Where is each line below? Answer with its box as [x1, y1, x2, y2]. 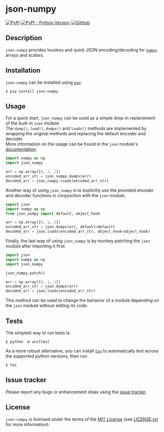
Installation [5, 66, 41, 75]
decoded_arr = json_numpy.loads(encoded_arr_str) [5, 178, 109, 183]
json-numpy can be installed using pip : [5, 79, 82, 85]
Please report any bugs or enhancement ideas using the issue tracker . [5, 389, 147, 395]
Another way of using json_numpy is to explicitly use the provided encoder [5, 187, 154, 193]
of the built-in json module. [5, 120, 61, 126]
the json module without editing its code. [5, 303, 88, 308]
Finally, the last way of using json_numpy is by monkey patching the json [5, 238, 150, 244]
